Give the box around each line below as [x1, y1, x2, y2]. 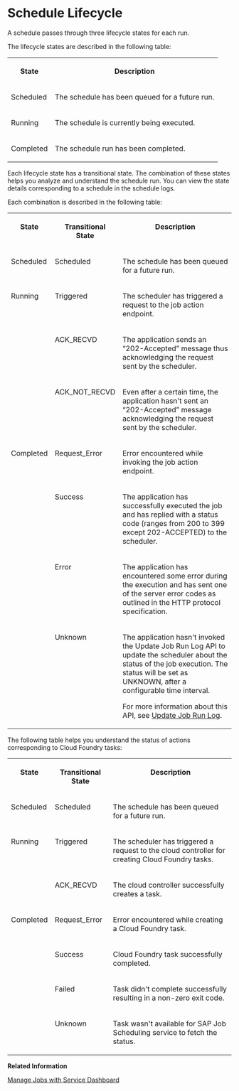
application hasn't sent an [122, 396, 208, 406]
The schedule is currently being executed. [54, 117, 196, 127]
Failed [54, 984, 75, 994]
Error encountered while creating [112, 915, 223, 925]
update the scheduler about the [122, 650, 228, 660]
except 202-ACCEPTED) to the [122, 527, 228, 537]
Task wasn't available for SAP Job [112, 1019, 226, 1028]
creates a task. [112, 888, 162, 898]
